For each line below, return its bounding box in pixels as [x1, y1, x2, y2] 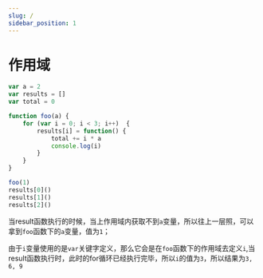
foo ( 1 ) [8, 179, 30, 187]
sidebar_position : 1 [8, 19, 77, 27]
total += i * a [50, 134, 102, 142]
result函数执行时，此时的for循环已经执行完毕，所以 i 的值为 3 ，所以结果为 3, [8, 253, 253, 263]
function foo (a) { [8, 113, 69, 121]
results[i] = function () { [37, 127, 127, 135]
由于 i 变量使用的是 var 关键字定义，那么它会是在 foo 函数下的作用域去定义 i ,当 [8, 243, 256, 252]
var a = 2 [8, 83, 41, 91]
